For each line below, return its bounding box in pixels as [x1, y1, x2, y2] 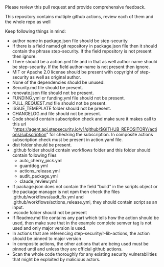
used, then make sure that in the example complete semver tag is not [12, 220, 152, 226]
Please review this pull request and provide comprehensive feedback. [5, 4, 146, 10]
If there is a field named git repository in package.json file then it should [12, 43, 158, 49]
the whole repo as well [5, 19, 51, 24]
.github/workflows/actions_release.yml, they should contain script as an [12, 199, 158, 205]
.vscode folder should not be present [12, 210, 87, 215]
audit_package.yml [19, 173, 58, 179]
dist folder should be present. [12, 142, 72, 147]
